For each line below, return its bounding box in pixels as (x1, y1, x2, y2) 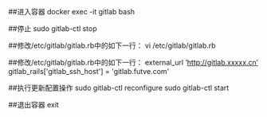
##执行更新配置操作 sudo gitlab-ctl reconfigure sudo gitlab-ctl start (8, 83, 230, 92)
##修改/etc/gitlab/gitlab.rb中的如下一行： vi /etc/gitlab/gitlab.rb (8, 41, 217, 50)
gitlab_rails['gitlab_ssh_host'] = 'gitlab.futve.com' (8, 67, 170, 76)
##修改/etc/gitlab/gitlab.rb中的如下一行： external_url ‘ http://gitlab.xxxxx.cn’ (8, 58, 259, 67)
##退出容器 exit (8, 100, 60, 109)
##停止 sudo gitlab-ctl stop (8, 24, 97, 33)
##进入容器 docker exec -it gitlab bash (8, 7, 135, 16)
